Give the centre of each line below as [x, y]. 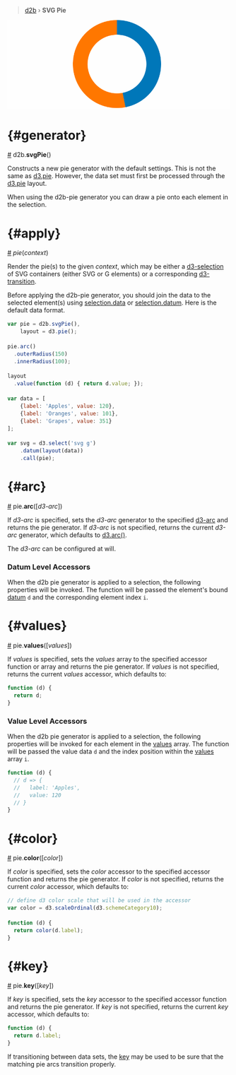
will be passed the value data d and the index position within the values [111, 751]
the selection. [27, 205]
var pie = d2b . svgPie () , [44, 324]
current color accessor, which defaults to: [68, 887]
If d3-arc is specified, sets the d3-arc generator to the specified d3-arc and [118, 519]
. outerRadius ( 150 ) [41, 354]
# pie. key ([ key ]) [31, 986]
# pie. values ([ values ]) [40, 645]
